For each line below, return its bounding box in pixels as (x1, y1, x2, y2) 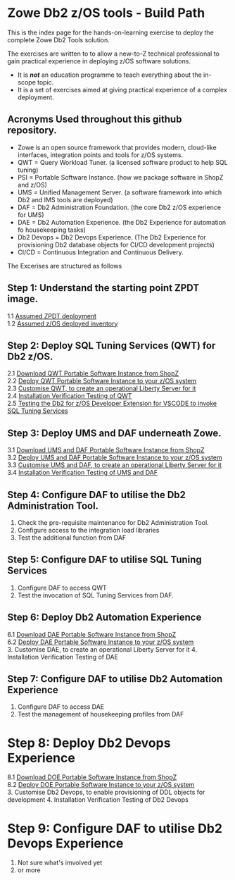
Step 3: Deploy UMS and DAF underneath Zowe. (7, 427, 222, 439)
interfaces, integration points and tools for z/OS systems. (17, 150, 184, 159)
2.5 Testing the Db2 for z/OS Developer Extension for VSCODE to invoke (7, 399, 217, 408)
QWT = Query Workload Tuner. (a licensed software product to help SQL (17, 158, 228, 166)
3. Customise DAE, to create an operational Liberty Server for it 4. (7, 645, 198, 653)
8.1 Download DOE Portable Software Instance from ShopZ (7, 773, 177, 781)
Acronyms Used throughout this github (7, 113, 182, 125)
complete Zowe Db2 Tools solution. (7, 35, 110, 44)
